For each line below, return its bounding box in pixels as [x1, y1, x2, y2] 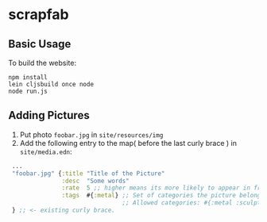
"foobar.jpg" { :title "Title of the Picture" [11, 169, 165, 178]
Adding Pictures [8, 109, 90, 122]
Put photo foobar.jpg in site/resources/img [19, 129, 164, 140]
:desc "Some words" [61, 177, 130, 185]
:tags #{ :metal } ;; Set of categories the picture [61, 192, 237, 200]
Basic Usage [8, 37, 72, 51]
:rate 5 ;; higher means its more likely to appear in [61, 184, 250, 192]
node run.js [8, 87, 48, 95]
